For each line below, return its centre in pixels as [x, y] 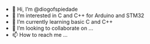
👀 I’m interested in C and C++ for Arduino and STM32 [78, 15]
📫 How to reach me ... [40, 35]
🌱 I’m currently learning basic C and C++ [62, 22]
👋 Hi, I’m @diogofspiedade [45, 9]
